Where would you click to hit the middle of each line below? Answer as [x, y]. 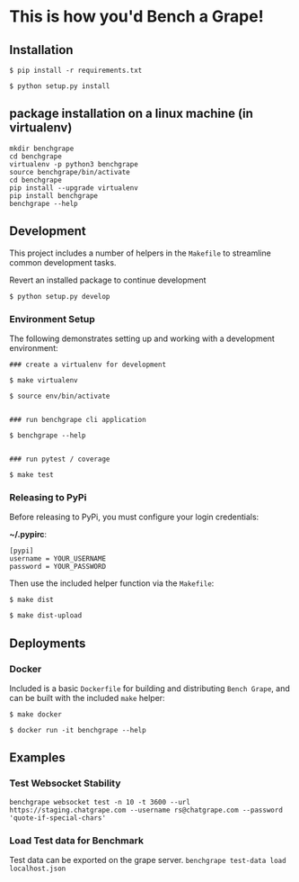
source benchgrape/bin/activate [70, 172]
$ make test [31, 474]
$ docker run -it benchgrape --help [78, 730]
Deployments [48, 643]
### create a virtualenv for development [88, 364]
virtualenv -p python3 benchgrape [74, 164]
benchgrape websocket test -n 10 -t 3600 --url [100, 802]
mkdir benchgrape [42, 148]
